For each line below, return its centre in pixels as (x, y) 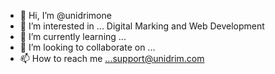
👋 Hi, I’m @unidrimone (65, 15)
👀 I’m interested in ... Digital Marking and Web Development (142, 26)
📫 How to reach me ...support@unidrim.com (112, 58)
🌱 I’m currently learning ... (73, 36)
